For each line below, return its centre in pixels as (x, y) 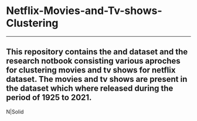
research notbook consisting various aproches (93, 61)
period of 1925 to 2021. (49, 98)
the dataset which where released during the (90, 89)
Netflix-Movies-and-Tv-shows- (84, 11)
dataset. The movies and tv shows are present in (97, 79)
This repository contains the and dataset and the (97, 52)
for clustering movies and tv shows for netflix (91, 70)
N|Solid (15, 112)
